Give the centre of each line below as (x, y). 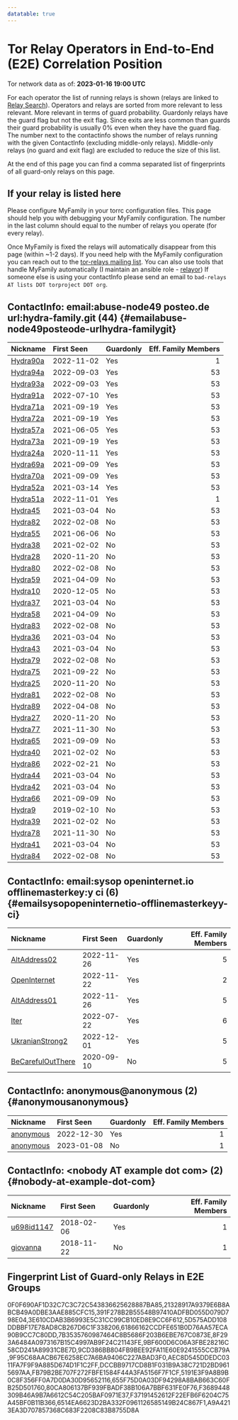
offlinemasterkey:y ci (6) (63, 892)
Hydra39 (26, 821)
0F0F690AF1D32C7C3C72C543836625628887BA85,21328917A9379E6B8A (119, 1305)
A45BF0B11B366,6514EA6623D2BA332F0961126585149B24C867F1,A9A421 (119, 1403)
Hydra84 (26, 856)
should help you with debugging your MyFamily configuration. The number (117, 218)
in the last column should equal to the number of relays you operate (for (112, 226)
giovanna (26, 1247)
